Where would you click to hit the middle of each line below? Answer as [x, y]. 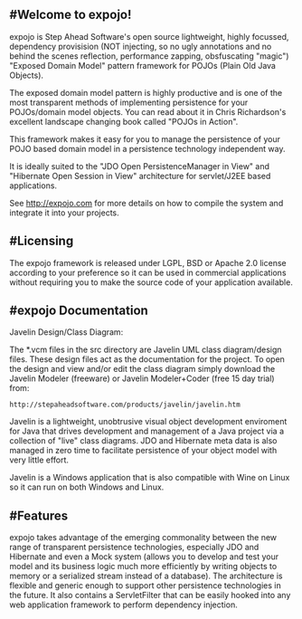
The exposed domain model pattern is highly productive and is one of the [146, 92]
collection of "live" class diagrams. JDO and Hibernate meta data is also [143, 441]
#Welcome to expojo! [71, 15]
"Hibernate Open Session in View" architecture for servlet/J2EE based [140, 176]
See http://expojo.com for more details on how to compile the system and [146, 203]
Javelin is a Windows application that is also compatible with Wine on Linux [150, 478]
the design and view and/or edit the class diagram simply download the [142, 369]
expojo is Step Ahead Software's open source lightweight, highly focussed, [149, 36]
